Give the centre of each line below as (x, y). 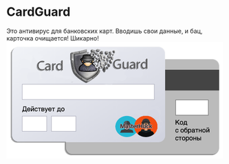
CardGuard (39, 12)
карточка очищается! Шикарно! (53, 38)
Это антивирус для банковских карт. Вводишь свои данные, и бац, (105, 31)
